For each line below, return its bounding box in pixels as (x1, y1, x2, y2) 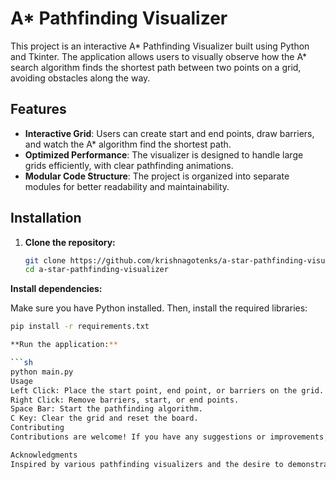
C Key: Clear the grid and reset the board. (10, 413, 199, 424)
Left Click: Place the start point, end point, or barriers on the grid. (10, 385, 325, 396)
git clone (24, 255, 67, 266)
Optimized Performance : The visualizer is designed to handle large (24, 148, 304, 161)
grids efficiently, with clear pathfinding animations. (24, 159, 234, 171)
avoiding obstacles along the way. (10, 72, 151, 84)
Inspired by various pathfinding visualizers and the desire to (10, 459, 284, 469)
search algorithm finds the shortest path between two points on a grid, (10, 61, 302, 73)
